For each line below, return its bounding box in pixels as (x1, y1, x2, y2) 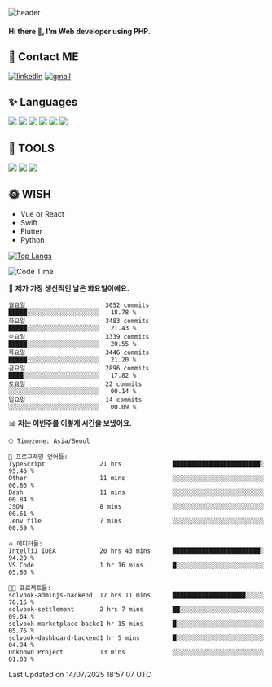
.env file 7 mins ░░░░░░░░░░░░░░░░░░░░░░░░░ (8, 517, 265, 525)
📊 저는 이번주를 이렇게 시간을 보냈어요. (8, 418, 133, 427)
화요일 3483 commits (8, 317, 150, 325)
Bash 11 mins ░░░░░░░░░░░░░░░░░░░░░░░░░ (8, 488, 265, 497)
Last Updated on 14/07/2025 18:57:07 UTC (8, 669, 152, 679)
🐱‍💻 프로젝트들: (8, 584, 51, 592)
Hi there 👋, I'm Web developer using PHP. (8, 26, 151, 36)
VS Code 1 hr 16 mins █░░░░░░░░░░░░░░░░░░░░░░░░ (8, 561, 265, 569)
